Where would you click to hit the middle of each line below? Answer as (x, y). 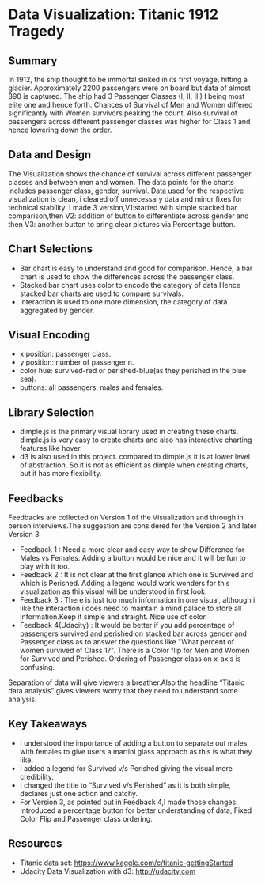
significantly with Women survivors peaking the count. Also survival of (123, 113)
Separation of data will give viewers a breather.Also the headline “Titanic (127, 682)
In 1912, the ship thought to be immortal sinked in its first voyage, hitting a (128, 79)
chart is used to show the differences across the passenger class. (127, 276)
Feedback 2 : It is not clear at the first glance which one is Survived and (136, 575)
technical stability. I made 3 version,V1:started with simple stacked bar (123, 207)
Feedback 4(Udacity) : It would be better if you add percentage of (127, 625)
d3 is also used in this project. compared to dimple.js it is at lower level (135, 457)
